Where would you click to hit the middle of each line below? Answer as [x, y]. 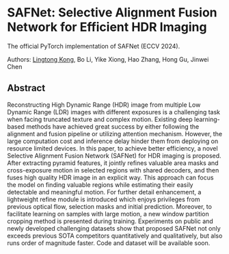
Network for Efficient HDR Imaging [107, 27]
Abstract [26, 88]
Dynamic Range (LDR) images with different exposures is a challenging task [114, 112]
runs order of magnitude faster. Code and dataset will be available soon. [109, 243]
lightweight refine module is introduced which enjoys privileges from [104, 199]
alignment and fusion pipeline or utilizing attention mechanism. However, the [115, 134]
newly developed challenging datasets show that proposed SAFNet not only [114, 228]
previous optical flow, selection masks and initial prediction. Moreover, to [109, 206]
